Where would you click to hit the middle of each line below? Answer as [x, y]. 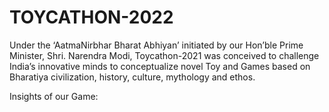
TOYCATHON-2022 [91, 17]
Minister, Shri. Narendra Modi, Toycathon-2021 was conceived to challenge [164, 55]
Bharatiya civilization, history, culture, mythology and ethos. [132, 77]
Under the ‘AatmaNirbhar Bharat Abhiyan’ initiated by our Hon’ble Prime [156, 45]
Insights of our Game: [54, 96]
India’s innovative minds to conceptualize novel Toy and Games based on [160, 66]
